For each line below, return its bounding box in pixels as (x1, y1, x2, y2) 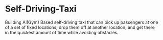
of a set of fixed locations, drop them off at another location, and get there (5, 24, 155, 30)
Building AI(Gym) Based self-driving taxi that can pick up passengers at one (5, 19, 158, 25)
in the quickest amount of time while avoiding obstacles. (5, 29, 118, 35)
